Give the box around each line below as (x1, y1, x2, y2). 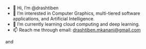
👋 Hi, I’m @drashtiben (12, 5, 59, 11)
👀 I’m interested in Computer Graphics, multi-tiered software (12, 10, 140, 16)
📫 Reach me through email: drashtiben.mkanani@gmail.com (12, 27, 141, 33)
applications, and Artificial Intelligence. (12, 16, 95, 21)
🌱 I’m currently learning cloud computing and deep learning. (12, 21, 140, 27)
